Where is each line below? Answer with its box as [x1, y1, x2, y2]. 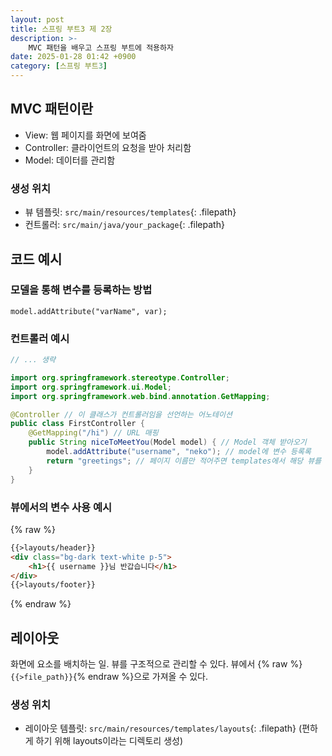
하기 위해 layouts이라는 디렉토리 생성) [35, 735, 184, 747]
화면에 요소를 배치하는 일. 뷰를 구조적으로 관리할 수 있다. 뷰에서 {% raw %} [10, 658, 303, 670]
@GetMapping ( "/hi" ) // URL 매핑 [28, 428, 159, 438]
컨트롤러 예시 [10, 331, 70, 345]
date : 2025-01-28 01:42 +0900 [10, 52, 137, 62]
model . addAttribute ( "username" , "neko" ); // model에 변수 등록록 [46, 447, 312, 457]
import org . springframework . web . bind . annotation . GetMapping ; [10, 391, 271, 401]
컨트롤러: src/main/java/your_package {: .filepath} [24, 219, 225, 231]
